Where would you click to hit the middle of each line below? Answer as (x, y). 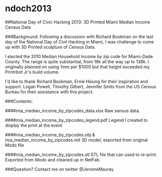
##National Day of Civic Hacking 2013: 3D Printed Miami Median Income (78, 22)
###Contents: (19, 101)
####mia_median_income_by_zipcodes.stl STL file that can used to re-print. (81, 155)
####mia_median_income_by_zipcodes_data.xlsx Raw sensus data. (72, 111)
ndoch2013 (28, 9)
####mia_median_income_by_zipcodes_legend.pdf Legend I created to (76, 120)
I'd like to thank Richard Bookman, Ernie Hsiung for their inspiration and (77, 81)
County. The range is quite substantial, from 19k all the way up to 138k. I (77, 61)
